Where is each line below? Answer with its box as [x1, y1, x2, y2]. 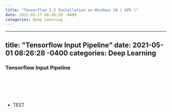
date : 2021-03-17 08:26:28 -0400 [5, 12, 77, 17]
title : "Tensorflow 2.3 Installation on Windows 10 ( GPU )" [5, 7, 139, 13]
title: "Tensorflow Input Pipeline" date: [5, 40, 132, 49]
